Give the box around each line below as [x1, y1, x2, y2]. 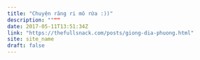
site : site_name [7, 36, 54, 43]
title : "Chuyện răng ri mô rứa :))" [7, 10, 113, 17]
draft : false [7, 42, 45, 49]
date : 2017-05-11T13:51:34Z [7, 23, 89, 30]
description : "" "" [7, 17, 60, 23]
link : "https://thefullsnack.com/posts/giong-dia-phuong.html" [7, 29, 194, 37]
